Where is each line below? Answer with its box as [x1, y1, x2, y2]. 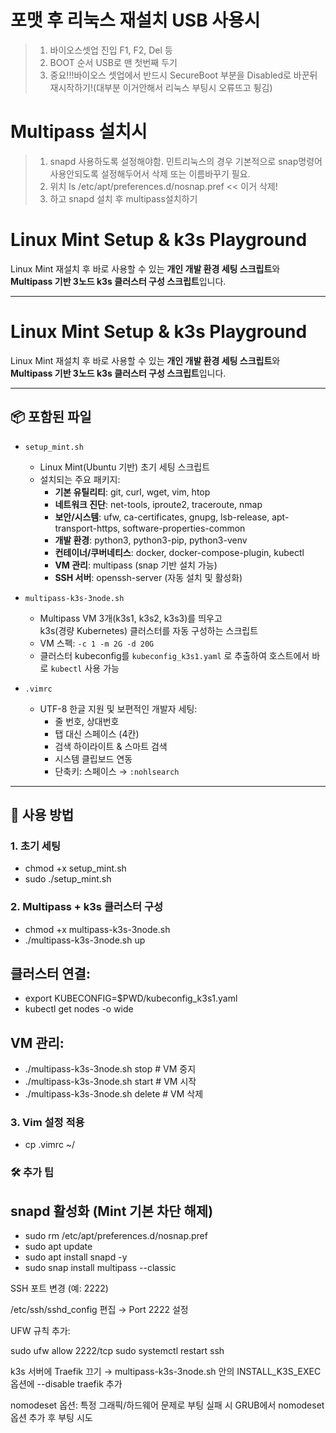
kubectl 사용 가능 [50, 662, 120, 674]
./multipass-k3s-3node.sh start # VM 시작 [24, 1076, 197, 1088]
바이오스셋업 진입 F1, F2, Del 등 [49, 44, 173, 56]
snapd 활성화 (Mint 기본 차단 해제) [10, 1202, 214, 1220]
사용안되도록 [49, 167, 99, 180]
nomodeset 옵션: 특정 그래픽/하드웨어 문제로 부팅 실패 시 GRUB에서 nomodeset [10, 1399, 325, 1411]
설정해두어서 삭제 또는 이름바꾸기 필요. [100, 167, 251, 180]
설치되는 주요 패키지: [39, 473, 121, 485]
